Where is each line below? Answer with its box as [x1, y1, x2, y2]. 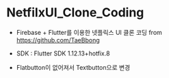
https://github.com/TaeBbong [16, 36, 100, 44]
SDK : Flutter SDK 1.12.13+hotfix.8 [16, 49, 110, 57]
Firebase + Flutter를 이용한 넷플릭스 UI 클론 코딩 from [16, 28, 162, 36]
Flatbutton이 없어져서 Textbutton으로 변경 [16, 63, 131, 71]
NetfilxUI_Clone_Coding [6, 5, 144, 21]
